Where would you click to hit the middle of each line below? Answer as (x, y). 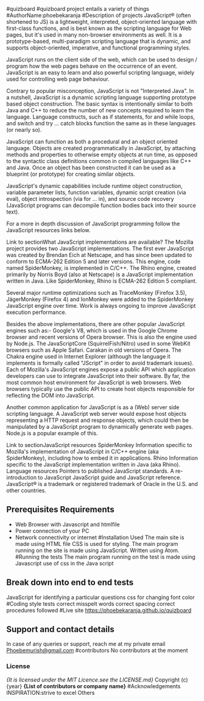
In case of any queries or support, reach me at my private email (86, 644)
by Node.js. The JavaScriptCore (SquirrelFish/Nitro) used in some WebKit (98, 343)
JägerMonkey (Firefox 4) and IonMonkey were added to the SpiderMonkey (100, 299)
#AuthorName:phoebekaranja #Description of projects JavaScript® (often (99, 15)
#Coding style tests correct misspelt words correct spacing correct (91, 603)
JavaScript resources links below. (48, 230)
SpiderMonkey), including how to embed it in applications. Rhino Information (102, 458)
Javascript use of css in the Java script (64, 563)
